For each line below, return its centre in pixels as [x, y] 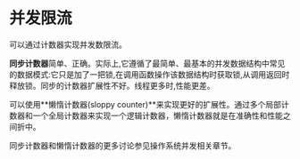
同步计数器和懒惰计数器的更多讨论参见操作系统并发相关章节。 [123, 145]
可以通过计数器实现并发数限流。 [68, 44]
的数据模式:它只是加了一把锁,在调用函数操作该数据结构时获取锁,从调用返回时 [150, 74]
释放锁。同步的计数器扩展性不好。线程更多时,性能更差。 [112, 85]
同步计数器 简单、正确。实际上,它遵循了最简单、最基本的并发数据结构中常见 [147, 63]
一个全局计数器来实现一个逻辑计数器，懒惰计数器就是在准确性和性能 [158, 115]
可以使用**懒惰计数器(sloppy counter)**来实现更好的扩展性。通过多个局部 [145, 104]
